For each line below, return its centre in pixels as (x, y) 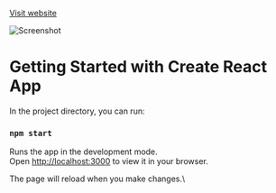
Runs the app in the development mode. (83, 152)
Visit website (33, 13)
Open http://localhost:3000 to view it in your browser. (109, 161)
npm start (31, 133)
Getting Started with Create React (138, 67)
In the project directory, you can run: (77, 111)
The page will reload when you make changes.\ (97, 179)
